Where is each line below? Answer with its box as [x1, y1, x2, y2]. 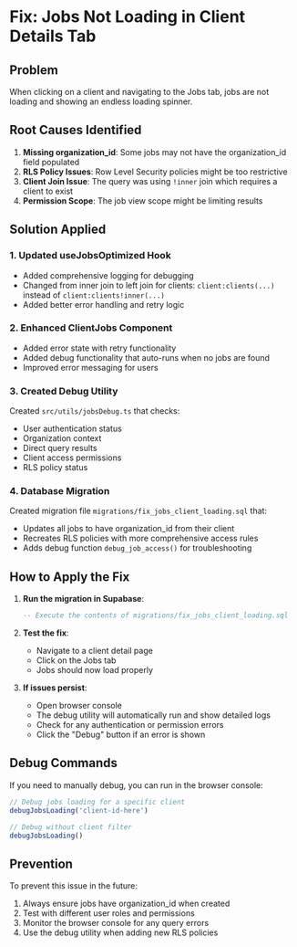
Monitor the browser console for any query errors [22, 918, 210, 929]
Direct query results [22, 443, 97, 454]
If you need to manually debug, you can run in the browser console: [9, 779, 264, 791]
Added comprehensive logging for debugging [22, 269, 194, 280]
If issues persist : [22, 682, 87, 693]
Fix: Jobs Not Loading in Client [9, 6, 246, 27]
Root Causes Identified [9, 122, 142, 138]
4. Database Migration [9, 485, 110, 498]
